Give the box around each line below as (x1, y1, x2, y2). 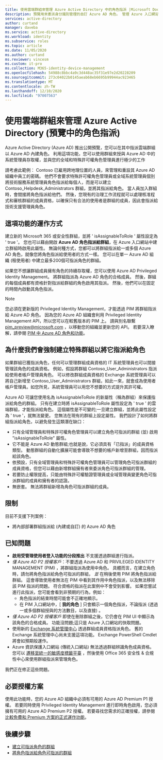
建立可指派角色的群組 (12, 744, 55, 750)
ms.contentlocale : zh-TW (5, 84, 55, 89)
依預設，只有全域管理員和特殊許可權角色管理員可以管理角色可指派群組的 (12, 459, 157, 465)
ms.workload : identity (5, 35, 51, 39)
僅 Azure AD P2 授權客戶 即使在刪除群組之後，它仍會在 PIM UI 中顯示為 (12, 614, 155, 619)
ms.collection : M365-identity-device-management (5, 66, 105, 71)
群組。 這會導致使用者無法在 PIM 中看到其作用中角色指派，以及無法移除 (12, 577, 155, 583)
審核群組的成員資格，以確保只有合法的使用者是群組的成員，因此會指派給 (13, 198, 158, 203)
